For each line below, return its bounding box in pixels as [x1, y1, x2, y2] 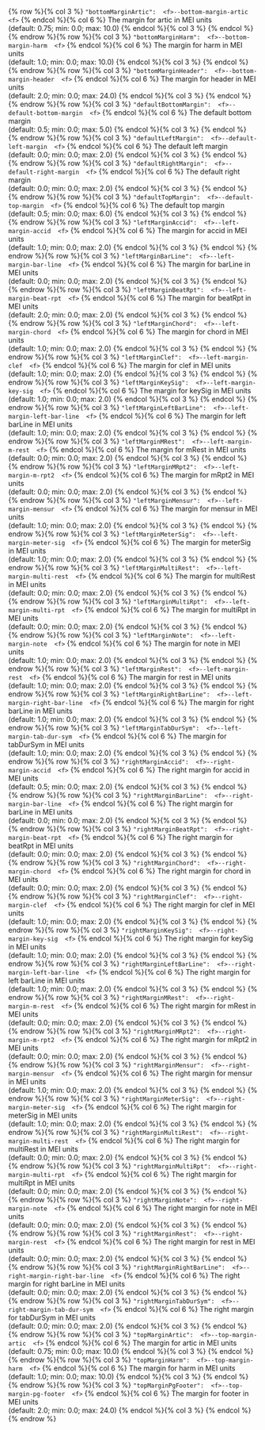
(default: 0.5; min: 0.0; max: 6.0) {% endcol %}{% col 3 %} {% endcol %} [8, 209, 248, 218]
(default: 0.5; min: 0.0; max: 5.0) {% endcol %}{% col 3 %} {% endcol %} [8, 125, 247, 134]
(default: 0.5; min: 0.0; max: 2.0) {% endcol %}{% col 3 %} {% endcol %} [8, 782, 248, 792]
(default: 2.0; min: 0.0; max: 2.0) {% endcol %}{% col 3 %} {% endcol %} [8, 310, 248, 320]
